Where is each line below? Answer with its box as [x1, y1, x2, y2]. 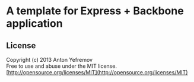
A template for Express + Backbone [6, 4, 184, 18]
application [6, 17, 63, 30]
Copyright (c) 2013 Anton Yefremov [6, 56, 93, 63]
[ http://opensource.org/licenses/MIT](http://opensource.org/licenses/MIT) [6, 69, 188, 75]
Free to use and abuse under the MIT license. [6, 62, 117, 70]
